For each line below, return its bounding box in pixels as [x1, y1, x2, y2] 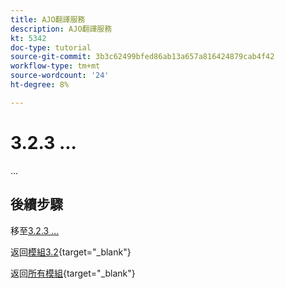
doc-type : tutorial [10, 42, 92, 53]
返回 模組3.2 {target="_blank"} [10, 246, 132, 258]
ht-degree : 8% [10, 80, 70, 90]
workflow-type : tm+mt [10, 61, 101, 71]
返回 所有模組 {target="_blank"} [10, 267, 136, 279]
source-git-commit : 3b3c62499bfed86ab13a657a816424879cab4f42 [10, 52, 275, 62]
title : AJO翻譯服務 [10, 14, 86, 25]
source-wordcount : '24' [10, 71, 110, 81]
